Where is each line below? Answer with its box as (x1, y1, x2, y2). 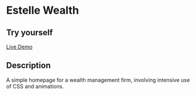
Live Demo (6, 43, 33, 50)
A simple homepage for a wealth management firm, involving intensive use (6, 76, 190, 84)
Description (6, 60, 51, 71)
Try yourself (6, 27, 53, 38)
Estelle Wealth (6, 4, 79, 17)
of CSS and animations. (6, 82, 64, 90)
